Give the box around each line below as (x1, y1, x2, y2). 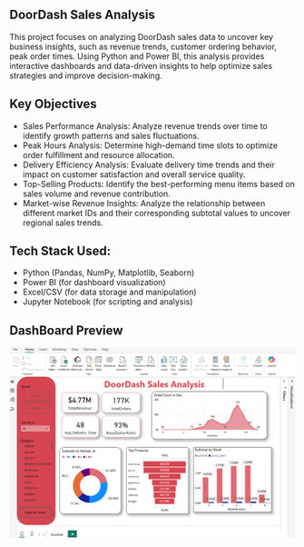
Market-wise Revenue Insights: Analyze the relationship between (22, 197, 266, 208)
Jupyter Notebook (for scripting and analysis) (22, 296, 193, 307)
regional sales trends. (22, 217, 104, 228)
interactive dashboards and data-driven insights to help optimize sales (9, 60, 273, 71)
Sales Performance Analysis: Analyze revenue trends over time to (22, 120, 268, 131)
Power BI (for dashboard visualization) (22, 277, 166, 288)
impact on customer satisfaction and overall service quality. (22, 168, 246, 180)
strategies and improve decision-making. (9, 70, 162, 81)
